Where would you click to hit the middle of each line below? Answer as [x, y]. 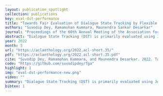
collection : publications [31, 14]
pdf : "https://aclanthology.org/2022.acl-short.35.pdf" [63, 55]
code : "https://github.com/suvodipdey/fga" [50, 64]
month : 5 [14, 46]
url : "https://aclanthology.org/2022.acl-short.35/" [59, 50]
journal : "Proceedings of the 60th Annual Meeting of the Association [78, 32]
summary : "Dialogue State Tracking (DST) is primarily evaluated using [79, 81]
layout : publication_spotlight [37, 9]
